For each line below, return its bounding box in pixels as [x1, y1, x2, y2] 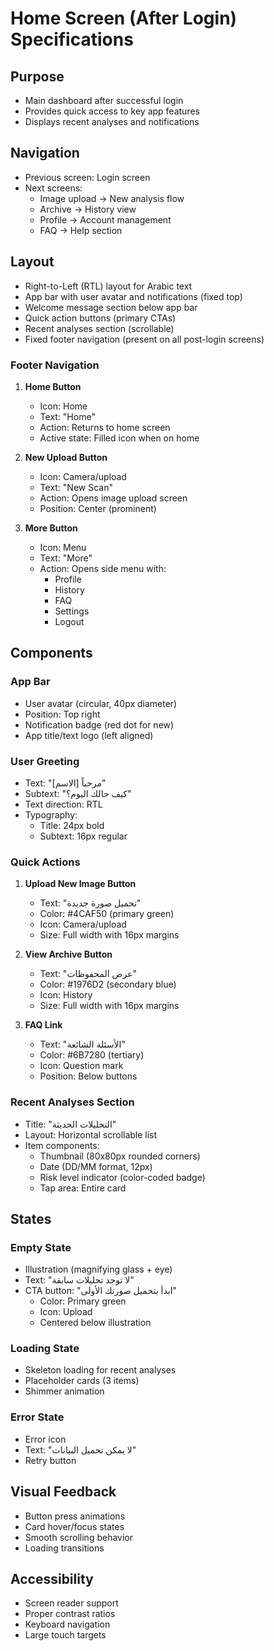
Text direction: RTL [24, 798, 103, 810]
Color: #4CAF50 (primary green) [39, 908, 175, 920]
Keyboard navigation [24, 1618, 111, 1631]
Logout [54, 615, 85, 627]
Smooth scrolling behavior [24, 1531, 134, 1543]
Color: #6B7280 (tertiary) [39, 1049, 145, 1061]
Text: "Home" [39, 410, 96, 422]
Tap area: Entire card [39, 1182, 127, 1194]
